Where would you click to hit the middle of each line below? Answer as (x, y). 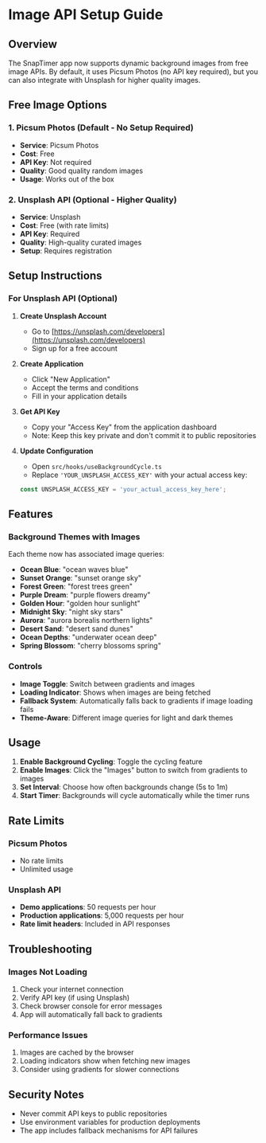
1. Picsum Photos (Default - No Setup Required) (101, 127)
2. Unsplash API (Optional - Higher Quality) (93, 199)
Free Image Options (58, 105)
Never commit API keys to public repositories (93, 1114)
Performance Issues (48, 1035)
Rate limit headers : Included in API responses (95, 924)
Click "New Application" (71, 379)
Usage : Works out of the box (67, 179)
